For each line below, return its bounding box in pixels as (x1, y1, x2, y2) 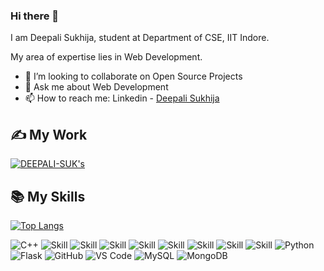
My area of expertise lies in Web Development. (10, 51, 203, 63)
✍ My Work (10, 126, 88, 143)
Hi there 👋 (10, 9, 60, 23)
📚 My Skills (10, 188, 86, 205)
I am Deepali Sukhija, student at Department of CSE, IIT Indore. (10, 32, 270, 44)
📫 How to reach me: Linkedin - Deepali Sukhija (24, 92, 220, 104)
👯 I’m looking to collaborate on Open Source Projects (24, 70, 243, 83)
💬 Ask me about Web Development (24, 81, 169, 93)
